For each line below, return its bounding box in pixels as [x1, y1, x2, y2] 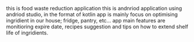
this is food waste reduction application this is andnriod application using [6, 5, 182, 12]
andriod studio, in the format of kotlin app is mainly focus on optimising [6, 11, 178, 18]
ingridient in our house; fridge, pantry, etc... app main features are [6, 17, 166, 24]
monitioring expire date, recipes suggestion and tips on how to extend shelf [6, 23, 189, 30]
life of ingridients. [6, 29, 49, 36]
